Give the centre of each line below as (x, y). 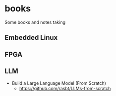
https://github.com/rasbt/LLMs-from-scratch (65, 88)
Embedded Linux (31, 38)
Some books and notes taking (35, 22)
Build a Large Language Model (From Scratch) (59, 83)
